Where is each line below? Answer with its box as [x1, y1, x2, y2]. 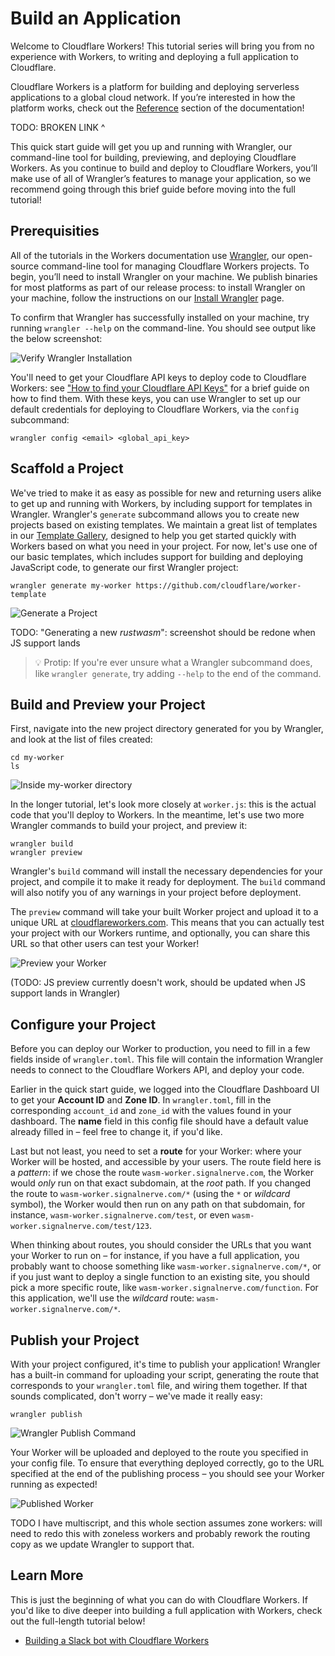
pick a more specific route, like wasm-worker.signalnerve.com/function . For [10, 1282, 319, 1294]
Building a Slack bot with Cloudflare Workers [24, 1634, 210, 1646]
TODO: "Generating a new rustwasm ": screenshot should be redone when [10, 626, 316, 638]
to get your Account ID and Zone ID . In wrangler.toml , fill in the [10, 1094, 272, 1106]
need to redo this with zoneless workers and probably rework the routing [10, 1528, 311, 1539]
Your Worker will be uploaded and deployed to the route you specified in [10, 1447, 309, 1458]
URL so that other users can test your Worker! [10, 938, 200, 950]
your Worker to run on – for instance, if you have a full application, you [10, 1250, 300, 1262]
